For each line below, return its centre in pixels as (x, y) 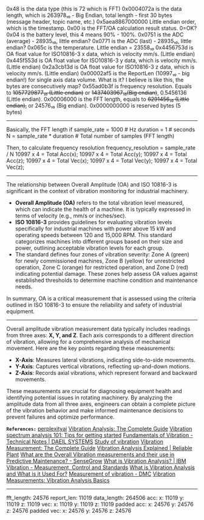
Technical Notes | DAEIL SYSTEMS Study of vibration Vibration (85, 442)
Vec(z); (15, 167)
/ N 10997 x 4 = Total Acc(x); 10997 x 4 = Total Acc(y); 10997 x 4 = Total (97, 154)
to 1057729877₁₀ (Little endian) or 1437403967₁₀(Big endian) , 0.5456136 (97, 93)
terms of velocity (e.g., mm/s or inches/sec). (70, 216)
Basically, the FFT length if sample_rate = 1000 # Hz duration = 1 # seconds (101, 129)
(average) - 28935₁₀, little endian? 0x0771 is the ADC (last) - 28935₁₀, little (99, 41)
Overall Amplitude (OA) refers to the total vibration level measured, (99, 203)
